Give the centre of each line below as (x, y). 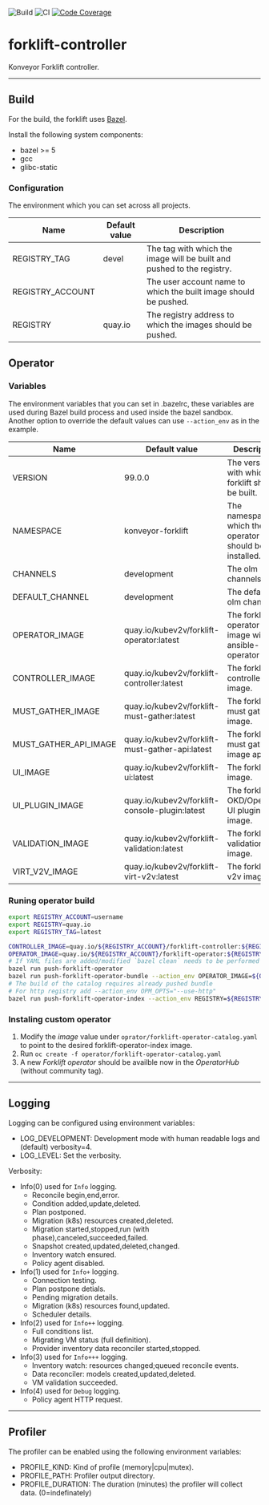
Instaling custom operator (60, 1019)
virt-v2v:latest (151, 876)
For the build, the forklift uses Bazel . (68, 119)
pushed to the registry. (189, 269)
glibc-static (39, 167)
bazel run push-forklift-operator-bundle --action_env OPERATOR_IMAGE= (130, 977)
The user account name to (196, 282)
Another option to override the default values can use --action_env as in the (134, 420)
